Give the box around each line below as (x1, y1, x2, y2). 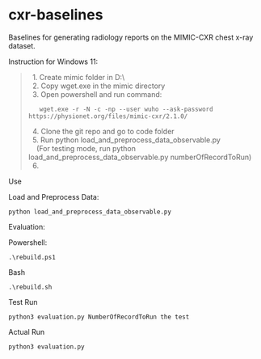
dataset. (8, 40, 36, 50)
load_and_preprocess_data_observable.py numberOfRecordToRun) (27, 152, 252, 162)
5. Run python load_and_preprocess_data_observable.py (32, 135, 221, 145)
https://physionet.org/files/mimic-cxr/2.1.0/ (27, 112, 188, 120)
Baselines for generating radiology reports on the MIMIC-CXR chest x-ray (8, 32, 254, 42)
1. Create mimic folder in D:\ (32, 72, 125, 82)
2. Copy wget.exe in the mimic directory (32, 81, 166, 91)
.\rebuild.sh (8, 283, 53, 291)
